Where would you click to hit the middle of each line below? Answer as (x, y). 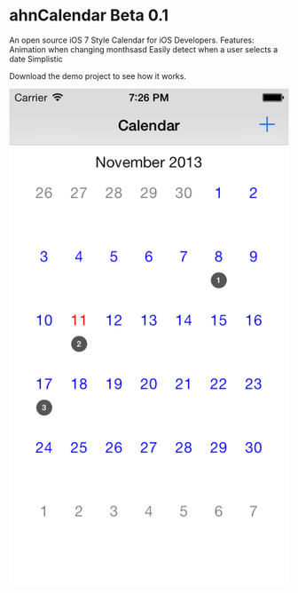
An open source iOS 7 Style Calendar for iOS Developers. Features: (132, 40)
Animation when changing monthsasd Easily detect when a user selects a (144, 49)
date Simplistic (36, 59)
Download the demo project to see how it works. (98, 75)
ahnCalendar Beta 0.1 (89, 16)
